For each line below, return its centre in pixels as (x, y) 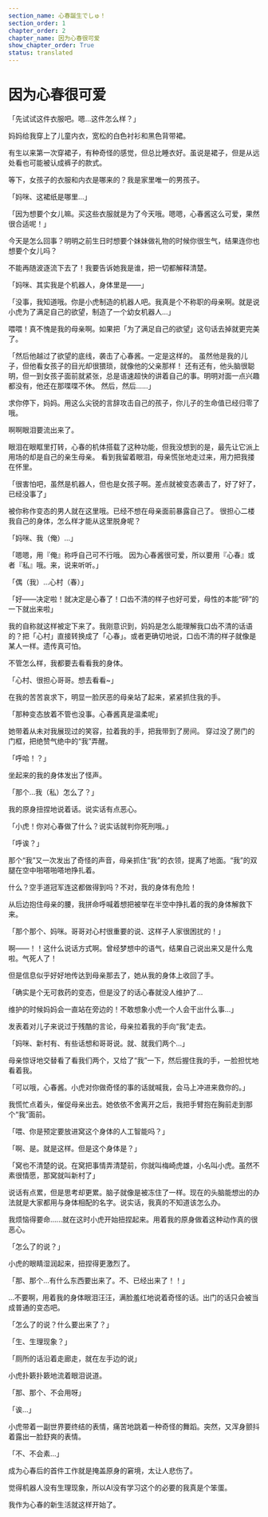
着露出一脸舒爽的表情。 (47, 1436)
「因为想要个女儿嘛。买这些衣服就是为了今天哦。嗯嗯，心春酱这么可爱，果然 (134, 214)
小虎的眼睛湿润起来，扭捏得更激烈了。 (71, 1263)
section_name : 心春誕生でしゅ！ (57, 16)
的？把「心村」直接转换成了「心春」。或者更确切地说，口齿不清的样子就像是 (132, 636)
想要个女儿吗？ (33, 251)
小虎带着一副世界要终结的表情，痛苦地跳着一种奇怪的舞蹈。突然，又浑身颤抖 (134, 1427)
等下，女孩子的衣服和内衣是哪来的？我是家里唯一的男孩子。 (106, 179)
